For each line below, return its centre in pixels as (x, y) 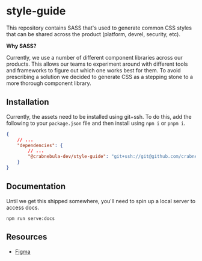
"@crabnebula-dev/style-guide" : (69, 157)
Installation (28, 102)
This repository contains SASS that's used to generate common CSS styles (99, 28)
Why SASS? (22, 46)
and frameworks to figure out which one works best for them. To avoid (94, 70)
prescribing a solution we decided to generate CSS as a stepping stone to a (100, 77)
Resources (27, 237)
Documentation (36, 187)
